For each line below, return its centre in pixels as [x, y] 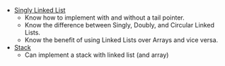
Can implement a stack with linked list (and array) [97, 55]
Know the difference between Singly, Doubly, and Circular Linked [119, 25]
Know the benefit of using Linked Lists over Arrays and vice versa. [121, 40]
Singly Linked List [40, 10]
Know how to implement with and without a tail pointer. [105, 18]
